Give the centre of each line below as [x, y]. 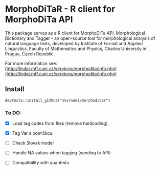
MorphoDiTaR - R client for [60, 9]
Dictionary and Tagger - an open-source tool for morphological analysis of [80, 38]
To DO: [13, 113]
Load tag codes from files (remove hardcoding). [60, 123]
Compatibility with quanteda [41, 163]
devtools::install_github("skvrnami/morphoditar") [58, 100]
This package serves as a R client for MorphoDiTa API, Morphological [75, 33]
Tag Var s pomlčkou [32, 133]
